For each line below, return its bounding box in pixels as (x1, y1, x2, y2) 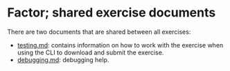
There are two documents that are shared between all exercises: (7, 28, 191, 36)
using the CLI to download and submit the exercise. (17, 48, 164, 57)
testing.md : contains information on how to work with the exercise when (17, 41, 224, 49)
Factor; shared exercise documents (7, 5, 216, 21)
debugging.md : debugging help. (17, 55, 109, 63)
